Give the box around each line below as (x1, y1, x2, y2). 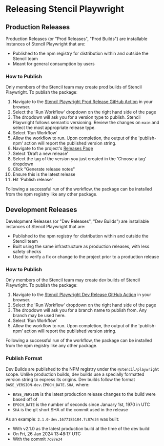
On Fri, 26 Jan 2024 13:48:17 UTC (12, 431, 81, 437)
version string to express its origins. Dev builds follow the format (5, 376, 135, 382)
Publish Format (5, 355, 42, 362)
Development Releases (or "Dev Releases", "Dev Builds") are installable (5, 218, 149, 224)
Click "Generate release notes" (12, 166, 75, 172)
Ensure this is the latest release (12, 171, 76, 177)
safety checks (12, 249, 41, 255)
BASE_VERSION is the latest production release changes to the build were (12, 391, 156, 397)
